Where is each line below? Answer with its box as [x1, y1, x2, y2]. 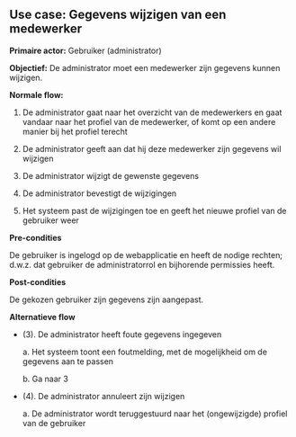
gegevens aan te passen [22, 355, 114, 367]
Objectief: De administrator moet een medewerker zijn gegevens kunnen [9, 62, 281, 73]
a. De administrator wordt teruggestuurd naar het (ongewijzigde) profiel [22, 408, 288, 419]
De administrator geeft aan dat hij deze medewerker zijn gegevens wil [22, 143, 282, 154]
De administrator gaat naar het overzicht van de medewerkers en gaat [22, 107, 283, 118]
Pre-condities [9, 232, 62, 243]
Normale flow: [9, 89, 64, 100]
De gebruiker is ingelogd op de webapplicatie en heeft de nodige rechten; [9, 249, 283, 260]
